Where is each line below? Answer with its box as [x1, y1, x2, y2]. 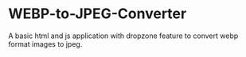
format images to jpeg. [8, 39, 83, 48]
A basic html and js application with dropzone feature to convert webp [8, 31, 239, 40]
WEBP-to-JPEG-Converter [8, 5, 187, 23]
